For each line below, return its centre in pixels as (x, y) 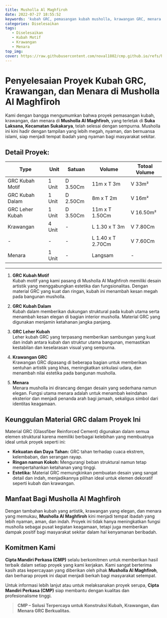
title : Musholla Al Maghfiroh (37, 10)
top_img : (14, 51)
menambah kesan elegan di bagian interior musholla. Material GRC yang (86, 317)
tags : (11, 28)
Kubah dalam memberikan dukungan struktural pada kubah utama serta (86, 312)
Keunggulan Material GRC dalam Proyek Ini (73, 419)
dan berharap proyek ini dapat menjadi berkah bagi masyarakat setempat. (81, 575)
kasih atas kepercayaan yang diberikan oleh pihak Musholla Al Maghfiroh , (82, 570)
